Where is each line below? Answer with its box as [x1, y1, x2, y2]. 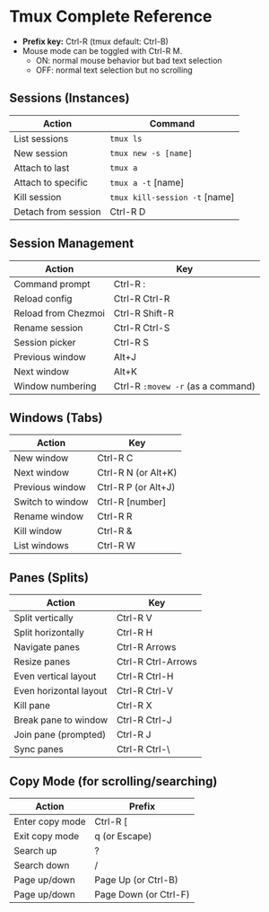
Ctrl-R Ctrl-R [113, 292, 170, 304]
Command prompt [13, 277, 91, 290]
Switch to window [13, 495, 89, 508]
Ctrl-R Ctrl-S [113, 321, 170, 334]
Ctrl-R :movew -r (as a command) [113, 380, 256, 392]
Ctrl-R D [109, 205, 146, 217]
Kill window [13, 525, 63, 538]
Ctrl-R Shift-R [113, 307, 175, 320]
